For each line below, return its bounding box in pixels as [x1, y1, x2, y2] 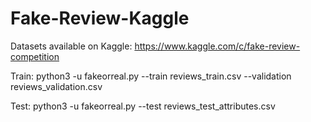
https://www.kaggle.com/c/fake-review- [134, 40, 301, 52]
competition [10, 50, 60, 62]
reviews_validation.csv [10, 80, 103, 92]
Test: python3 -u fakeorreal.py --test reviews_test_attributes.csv [10, 100, 276, 112]
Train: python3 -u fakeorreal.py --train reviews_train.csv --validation [10, 70, 292, 82]
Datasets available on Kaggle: [10, 40, 133, 52]
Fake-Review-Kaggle [10, 7, 190, 30]
